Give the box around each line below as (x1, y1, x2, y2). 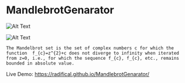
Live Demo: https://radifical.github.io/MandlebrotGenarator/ (6, 70, 150, 77)
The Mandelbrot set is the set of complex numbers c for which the (6, 45, 174, 51)
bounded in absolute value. (6, 60, 75, 66)
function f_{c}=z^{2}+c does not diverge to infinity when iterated (6, 50, 180, 56)
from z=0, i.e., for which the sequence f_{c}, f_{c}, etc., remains (6, 55, 180, 61)
